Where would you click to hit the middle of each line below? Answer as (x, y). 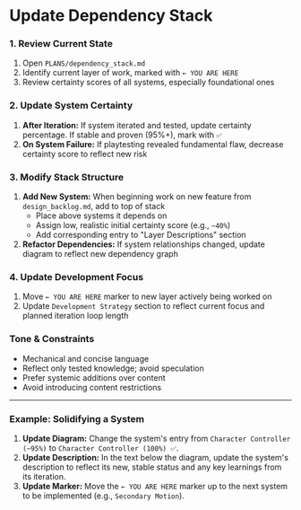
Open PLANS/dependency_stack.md (84, 63)
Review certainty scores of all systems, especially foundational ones (148, 83)
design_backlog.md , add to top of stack (94, 207)
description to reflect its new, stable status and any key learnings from (152, 467)
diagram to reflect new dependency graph (100, 254)
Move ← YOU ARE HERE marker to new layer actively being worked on (147, 296)
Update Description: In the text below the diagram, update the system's (155, 457)
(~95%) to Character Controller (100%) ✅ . (100, 448)
